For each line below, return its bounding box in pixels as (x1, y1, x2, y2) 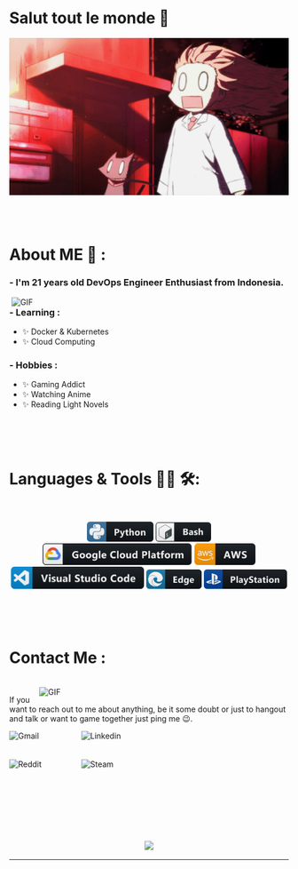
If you (9, 694, 31, 705)
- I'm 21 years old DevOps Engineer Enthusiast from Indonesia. (9, 276, 284, 289)
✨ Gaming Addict (21, 379, 86, 390)
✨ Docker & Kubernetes (21, 326, 109, 337)
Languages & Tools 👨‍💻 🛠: (9, 468, 200, 489)
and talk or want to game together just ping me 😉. (9, 713, 193, 723)
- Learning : (9, 306, 60, 318)
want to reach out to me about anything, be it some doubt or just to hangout (9, 704, 286, 714)
